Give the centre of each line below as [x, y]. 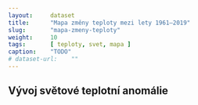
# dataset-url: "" [43, 60]
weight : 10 [33, 37]
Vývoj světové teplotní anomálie [88, 91]
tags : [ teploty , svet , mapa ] [70, 45]
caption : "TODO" [40, 52]
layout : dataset [42, 15]
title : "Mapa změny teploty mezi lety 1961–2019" [99, 23]
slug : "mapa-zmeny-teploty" [65, 30]
